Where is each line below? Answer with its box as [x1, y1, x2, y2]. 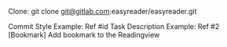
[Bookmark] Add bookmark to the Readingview [8, 31, 160, 39]
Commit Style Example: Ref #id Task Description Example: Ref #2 [8, 22, 220, 31]
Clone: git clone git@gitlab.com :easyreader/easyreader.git [8, 7, 197, 16]
